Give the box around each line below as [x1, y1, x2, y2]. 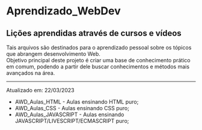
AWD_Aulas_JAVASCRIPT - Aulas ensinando [14, 111, 124, 118]
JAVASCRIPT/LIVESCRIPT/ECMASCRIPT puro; [14, 117, 129, 124]
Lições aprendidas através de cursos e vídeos [6, 28, 182, 38]
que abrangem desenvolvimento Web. [6, 50, 101, 58]
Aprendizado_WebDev [6, 4, 121, 18]
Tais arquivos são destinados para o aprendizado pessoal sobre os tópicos [6, 44, 192, 51]
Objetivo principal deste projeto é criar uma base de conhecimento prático [6, 57, 191, 64]
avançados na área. [6, 69, 55, 76]
